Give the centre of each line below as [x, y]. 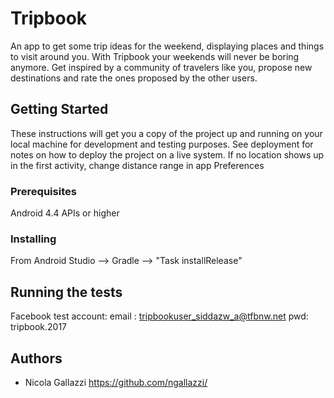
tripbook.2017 [39, 327]
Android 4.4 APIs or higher [65, 213]
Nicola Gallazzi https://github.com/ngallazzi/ [116, 382]
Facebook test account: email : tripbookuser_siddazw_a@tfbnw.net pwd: [159, 316]
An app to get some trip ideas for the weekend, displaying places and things [167, 46]
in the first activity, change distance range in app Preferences [137, 165]
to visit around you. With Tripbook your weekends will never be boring [155, 56]
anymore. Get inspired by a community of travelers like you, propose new [161, 67]
